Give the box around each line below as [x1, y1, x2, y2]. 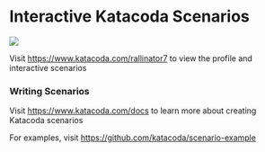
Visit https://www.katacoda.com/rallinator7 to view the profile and [9, 52, 253, 64]
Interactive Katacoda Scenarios [9, 6, 250, 27]
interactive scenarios [9, 62, 87, 73]
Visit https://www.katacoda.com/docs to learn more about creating [9, 105, 257, 116]
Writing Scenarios [9, 85, 90, 97]
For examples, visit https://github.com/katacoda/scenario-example [9, 132, 256, 143]
